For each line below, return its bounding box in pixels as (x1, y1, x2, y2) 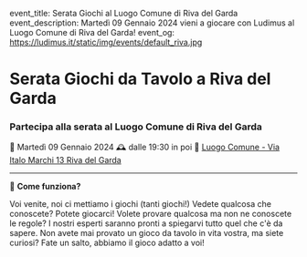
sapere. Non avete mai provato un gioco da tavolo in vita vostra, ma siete (9, 228, 284, 239)
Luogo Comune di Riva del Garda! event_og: (9, 27, 175, 37)
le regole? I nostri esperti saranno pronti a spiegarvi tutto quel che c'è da (9, 218, 283, 229)
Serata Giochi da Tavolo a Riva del (9, 68, 271, 89)
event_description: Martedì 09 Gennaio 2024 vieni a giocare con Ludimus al (9, 17, 295, 28)
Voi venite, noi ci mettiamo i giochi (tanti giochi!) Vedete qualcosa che (9, 199, 272, 210)
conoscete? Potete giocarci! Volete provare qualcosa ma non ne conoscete (9, 209, 292, 220)
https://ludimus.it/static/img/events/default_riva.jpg (9, 36, 203, 47)
